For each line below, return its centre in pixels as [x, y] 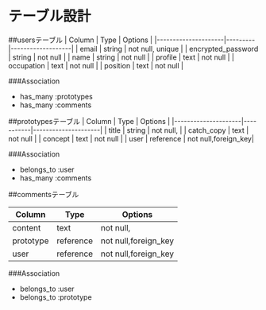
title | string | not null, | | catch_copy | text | [179, 130]
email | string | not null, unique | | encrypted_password [169, 48]
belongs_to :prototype [56, 297]
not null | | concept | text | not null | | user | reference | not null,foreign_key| [131, 138]
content [27, 227]
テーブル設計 [50, 16]
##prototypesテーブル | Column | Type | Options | [89, 121]
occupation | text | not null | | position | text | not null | [96, 65]
